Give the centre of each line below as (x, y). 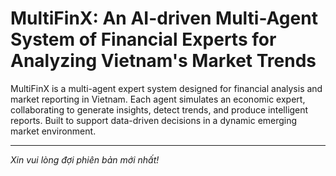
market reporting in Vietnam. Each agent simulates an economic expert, (158, 99)
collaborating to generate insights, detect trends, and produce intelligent (159, 109)
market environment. (53, 131)
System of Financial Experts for (143, 39)
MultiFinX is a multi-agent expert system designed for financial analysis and (166, 88)
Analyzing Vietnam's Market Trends (163, 61)
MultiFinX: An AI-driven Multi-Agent (164, 18)
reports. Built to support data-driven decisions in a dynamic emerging (154, 120)
